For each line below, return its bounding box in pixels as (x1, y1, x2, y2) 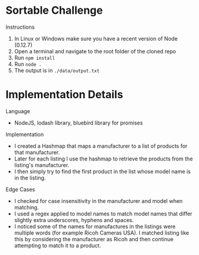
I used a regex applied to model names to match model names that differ (14, 210, 192, 217)
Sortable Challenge (5, 4, 103, 17)
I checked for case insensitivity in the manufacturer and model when (14, 197, 183, 204)
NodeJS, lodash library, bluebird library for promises (14, 119, 144, 126)
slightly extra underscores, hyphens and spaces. (14, 216, 134, 223)
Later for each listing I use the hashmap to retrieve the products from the (14, 155, 193, 162)
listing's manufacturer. (14, 161, 70, 168)
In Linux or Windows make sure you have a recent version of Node (14, 35, 178, 42)
